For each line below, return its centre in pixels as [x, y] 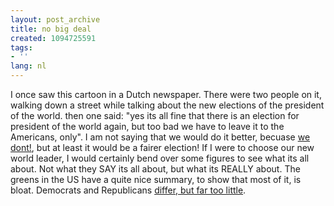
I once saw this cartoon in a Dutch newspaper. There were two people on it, [166, 94]
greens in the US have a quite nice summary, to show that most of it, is [156, 179]
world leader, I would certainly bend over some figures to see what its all [160, 158]
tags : [21, 47]
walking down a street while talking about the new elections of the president [167, 105]
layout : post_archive [55, 19]
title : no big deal [51, 29]
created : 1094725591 [53, 38]
